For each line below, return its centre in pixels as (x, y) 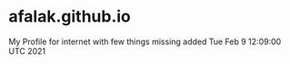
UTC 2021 (27, 50)
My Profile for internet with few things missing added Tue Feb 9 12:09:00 (145, 41)
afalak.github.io (70, 17)
